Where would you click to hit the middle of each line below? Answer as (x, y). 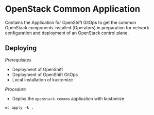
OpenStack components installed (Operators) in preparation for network (77, 27)
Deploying (21, 48)
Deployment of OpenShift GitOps (45, 75)
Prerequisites (18, 60)
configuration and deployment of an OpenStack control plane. (67, 33)
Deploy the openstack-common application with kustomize (68, 98)
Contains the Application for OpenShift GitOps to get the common (71, 22)
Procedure (16, 89)
